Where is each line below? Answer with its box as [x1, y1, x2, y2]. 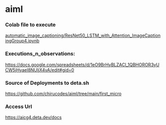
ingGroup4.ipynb [5, 38, 40, 44]
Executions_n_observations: [5, 50, 75, 57]
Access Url [5, 103, 32, 110]
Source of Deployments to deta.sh [5, 79, 89, 86]
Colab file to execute [5, 21, 56, 28]
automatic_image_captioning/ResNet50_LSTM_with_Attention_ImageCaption [5, 32, 161, 38]
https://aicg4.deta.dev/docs [5, 115, 62, 121]
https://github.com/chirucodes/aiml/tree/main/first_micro [5, 91, 122, 97]
